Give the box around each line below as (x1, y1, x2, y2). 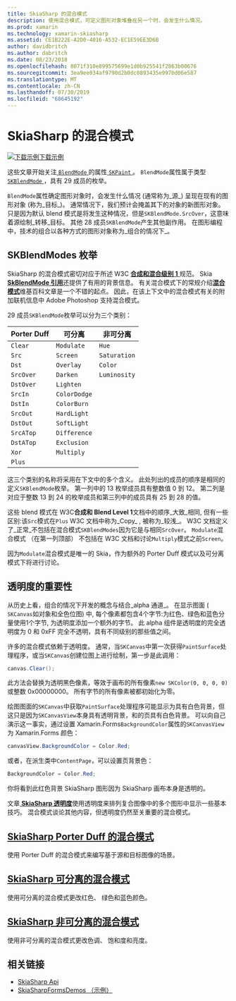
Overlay (56, 361, 82, 369)
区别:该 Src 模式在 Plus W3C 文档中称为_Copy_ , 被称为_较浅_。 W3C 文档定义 (7, 516, 228, 525)
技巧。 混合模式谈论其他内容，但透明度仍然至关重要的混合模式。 (7, 808, 194, 816)
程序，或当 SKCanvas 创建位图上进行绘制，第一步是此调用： (13, 651, 181, 659)
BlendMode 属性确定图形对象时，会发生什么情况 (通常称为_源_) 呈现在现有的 (7, 191, 223, 199)
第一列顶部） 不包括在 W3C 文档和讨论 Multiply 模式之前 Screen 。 (39, 534, 228, 543)
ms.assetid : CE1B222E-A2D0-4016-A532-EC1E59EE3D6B (7, 37, 159, 44)
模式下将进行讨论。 (7, 558, 63, 566)
